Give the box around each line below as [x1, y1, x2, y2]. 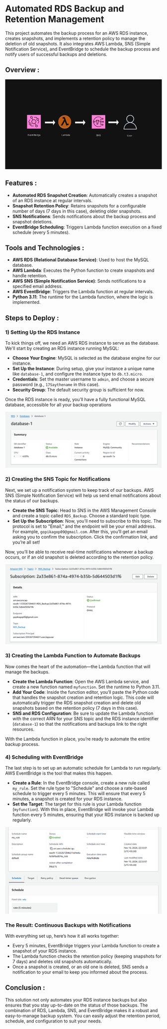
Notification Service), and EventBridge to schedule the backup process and [5, 46, 160, 52]
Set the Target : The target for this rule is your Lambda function [12, 801, 142, 807]
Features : [5, 179, 37, 188]
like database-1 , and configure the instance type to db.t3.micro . [12, 371, 143, 377]
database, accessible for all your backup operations [5, 402, 112, 408]
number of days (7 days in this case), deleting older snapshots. [12, 208, 142, 214]
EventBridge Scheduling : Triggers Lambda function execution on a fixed [12, 224, 162, 230]
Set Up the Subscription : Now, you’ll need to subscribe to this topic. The [12, 518, 162, 524]
